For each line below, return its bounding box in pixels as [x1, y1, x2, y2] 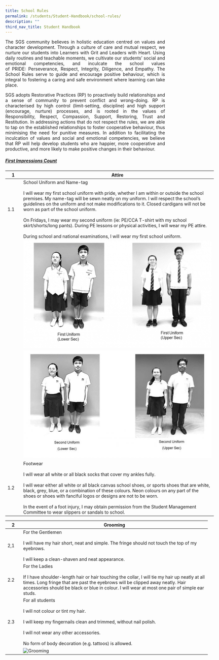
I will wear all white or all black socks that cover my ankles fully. [23, 471, 156, 477]
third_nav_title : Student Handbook [5, 24, 81, 29]
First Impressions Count [5, 158, 57, 164]
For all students [23, 597, 56, 604]
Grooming [103, 522, 125, 528]
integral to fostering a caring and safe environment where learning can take [5, 77, 165, 83]
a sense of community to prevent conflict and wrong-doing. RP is [5, 97, 165, 104]
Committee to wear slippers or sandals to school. [23, 509, 125, 515]
